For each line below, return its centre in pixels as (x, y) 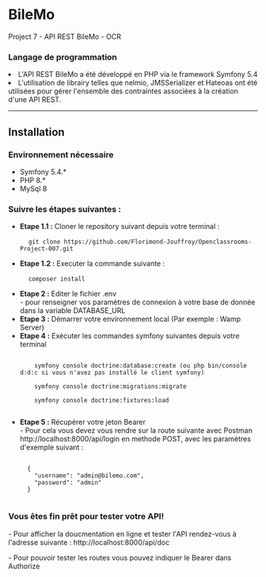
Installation (36, 132)
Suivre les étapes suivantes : (65, 209)
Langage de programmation (63, 57)
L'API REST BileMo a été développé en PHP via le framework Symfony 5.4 (138, 75)
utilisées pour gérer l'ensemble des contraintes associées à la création (123, 91)
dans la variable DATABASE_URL (72, 311)
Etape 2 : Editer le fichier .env (68, 294)
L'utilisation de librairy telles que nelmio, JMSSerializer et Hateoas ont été (138, 83)
